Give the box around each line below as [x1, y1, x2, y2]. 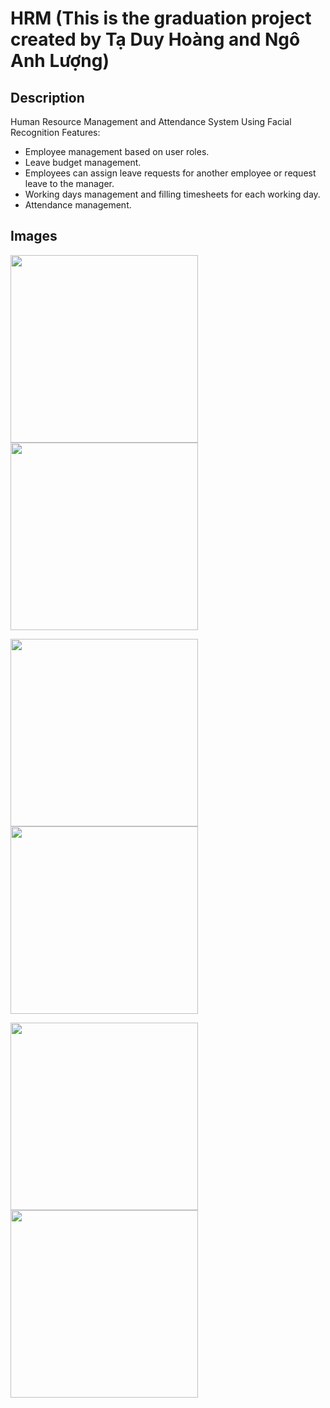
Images [10, 228, 58, 245]
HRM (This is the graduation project [10, 7, 312, 30]
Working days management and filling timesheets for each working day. [24, 188, 321, 200]
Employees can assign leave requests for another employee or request [24, 167, 317, 179]
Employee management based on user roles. [24, 146, 210, 157]
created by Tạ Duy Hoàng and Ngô [10, 28, 301, 51]
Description [10, 89, 85, 106]
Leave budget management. [24, 157, 142, 168]
